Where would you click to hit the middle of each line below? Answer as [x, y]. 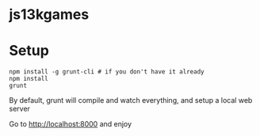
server [20, 109]
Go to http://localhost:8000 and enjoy [71, 124]
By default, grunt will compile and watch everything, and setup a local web [131, 100]
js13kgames [49, 15]
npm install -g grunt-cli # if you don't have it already [107, 72]
